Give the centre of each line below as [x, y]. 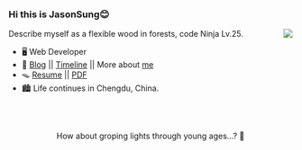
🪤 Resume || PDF [54, 75]
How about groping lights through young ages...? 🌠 [151, 136]
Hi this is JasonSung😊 [59, 14]
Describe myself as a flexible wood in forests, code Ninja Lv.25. [126, 34]
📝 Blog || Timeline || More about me [87, 65]
